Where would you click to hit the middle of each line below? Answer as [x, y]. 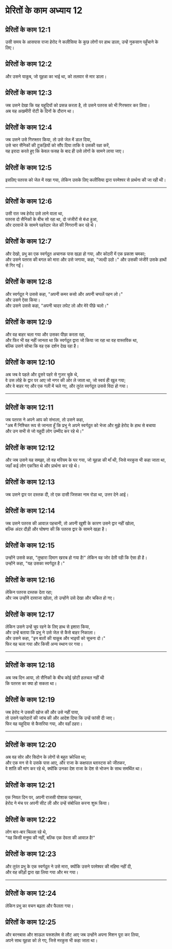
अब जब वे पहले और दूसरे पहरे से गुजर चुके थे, [42, 375]
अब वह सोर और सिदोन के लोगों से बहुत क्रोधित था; [46, 757]
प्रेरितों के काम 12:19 [30, 700]
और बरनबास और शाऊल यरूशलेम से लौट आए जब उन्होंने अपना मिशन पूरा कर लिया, [73, 935]
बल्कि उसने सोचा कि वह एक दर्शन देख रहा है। [42, 346]
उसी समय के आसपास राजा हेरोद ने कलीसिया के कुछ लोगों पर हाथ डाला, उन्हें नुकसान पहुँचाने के [82, 42]
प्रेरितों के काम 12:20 [31, 745]
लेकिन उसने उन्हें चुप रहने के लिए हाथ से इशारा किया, [48, 627]
